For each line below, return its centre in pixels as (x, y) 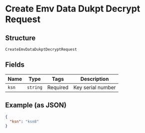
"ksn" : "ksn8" (24, 121)
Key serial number (94, 87)
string (34, 87)
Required (58, 87)
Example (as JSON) (36, 105)
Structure (20, 38)
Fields (15, 65)
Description (94, 79)
